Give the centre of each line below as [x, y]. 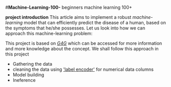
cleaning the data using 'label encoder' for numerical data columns [83, 69]
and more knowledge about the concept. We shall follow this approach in [82, 49]
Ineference [24, 80]
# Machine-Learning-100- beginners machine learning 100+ [69, 7]
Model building [28, 75]
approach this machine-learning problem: [49, 33]
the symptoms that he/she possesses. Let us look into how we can [75, 28]
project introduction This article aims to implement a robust [68, 17]
